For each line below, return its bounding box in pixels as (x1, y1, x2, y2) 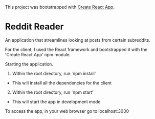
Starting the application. (5, 61, 54, 67)
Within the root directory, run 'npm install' (12, 70, 96, 76)
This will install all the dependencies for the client (12, 80, 111, 85)
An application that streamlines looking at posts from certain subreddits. (5, 37, 151, 43)
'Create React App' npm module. (5, 51, 71, 57)
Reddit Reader (5, 21, 64, 32)
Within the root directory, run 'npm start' (12, 89, 94, 95)
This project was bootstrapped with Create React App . (5, 4, 115, 10)
